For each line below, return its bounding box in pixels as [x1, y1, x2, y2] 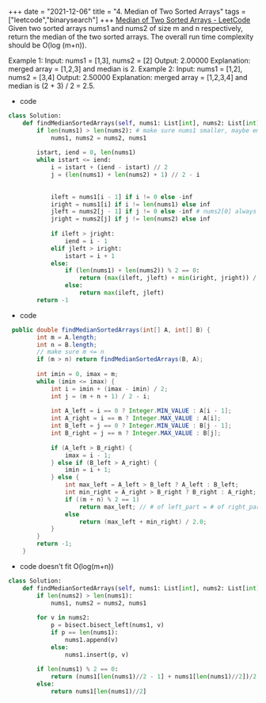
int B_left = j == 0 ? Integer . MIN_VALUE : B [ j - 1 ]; [50, 422, 232, 430]
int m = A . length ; [36, 333, 97, 341]
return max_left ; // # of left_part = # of [78, 503, 225, 511]
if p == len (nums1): [50, 628, 119, 636]
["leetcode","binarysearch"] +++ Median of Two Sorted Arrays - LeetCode [8, 15, 251, 25]
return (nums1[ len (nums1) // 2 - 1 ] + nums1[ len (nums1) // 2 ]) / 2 [50, 673, 257, 681]
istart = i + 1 [64, 252, 115, 260]
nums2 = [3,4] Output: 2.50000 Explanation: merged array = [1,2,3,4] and [8, 73, 248, 82]
